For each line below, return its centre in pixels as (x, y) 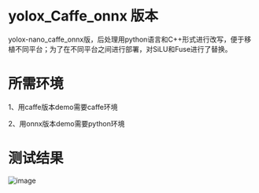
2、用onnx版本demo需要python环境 (67, 123)
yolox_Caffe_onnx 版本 (83, 16)
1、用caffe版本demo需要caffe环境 (63, 107)
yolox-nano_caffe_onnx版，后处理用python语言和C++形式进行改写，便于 (126, 39)
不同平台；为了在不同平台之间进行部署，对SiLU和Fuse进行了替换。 (123, 49)
